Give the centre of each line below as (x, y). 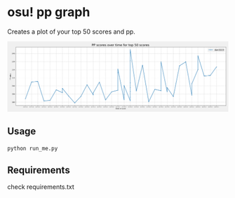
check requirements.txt (41, 187)
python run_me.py (33, 148)
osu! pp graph (49, 12)
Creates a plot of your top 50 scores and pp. (71, 31)
